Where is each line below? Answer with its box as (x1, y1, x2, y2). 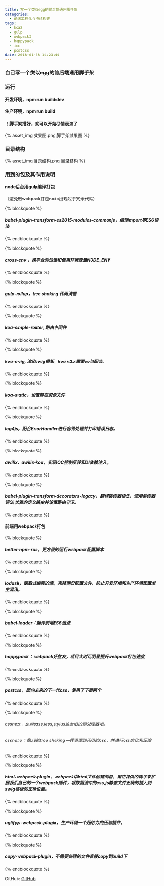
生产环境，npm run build (5, 108, 55, 114)
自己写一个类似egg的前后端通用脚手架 (5, 69, 94, 76)
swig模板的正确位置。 (5, 786, 50, 792)
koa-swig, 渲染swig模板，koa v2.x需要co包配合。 (5, 358, 107, 364)
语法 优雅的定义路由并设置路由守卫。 (5, 499, 79, 505)
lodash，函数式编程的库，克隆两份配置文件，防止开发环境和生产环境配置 (5, 580, 152, 586)
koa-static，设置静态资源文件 (5, 392, 65, 398)
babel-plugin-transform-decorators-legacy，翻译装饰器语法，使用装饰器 (5, 493, 156, 499)
